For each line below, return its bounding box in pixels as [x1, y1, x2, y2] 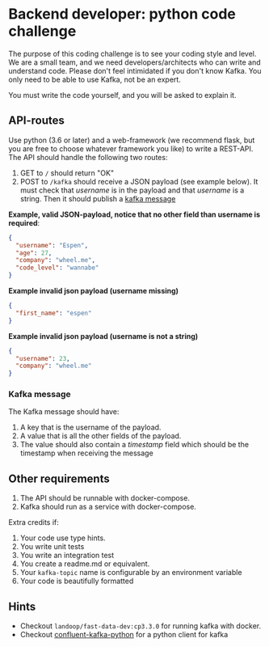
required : [8, 218, 40, 227]
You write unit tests [19, 542, 85, 552]
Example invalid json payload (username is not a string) [8, 331, 199, 340]
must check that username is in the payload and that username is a [19, 185, 245, 195]
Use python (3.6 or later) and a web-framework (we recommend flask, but [8, 135, 255, 145]
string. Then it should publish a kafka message [19, 193, 176, 203]
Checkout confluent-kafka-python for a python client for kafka [19, 630, 229, 640]
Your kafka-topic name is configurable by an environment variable [19, 568, 242, 577]
